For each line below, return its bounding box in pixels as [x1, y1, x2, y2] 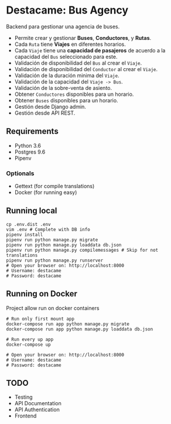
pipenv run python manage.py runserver [6, 257, 104, 263]
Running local [6, 206, 57, 216]
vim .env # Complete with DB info [6, 226, 91, 232]
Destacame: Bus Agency [6, 4, 129, 17]
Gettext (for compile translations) [14, 183, 95, 190]
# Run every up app [6, 336, 54, 342]
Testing [14, 393, 33, 400]
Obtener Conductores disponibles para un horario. [14, 91, 134, 98]
